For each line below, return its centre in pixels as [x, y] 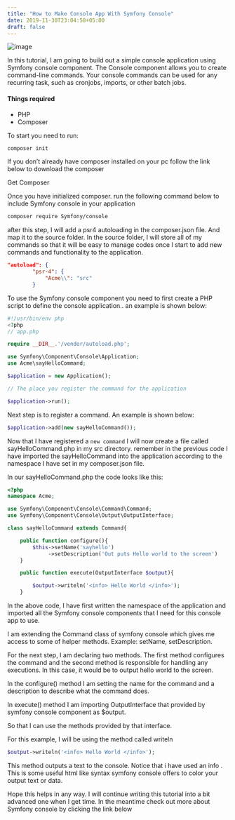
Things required [31, 98]
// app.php [23, 331]
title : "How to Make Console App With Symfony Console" [90, 14]
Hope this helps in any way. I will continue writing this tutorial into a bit [109, 794]
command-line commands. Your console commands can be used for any [112, 75]
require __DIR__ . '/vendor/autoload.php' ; [69, 344]
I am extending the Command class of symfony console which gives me [111, 634]
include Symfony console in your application [71, 203]
